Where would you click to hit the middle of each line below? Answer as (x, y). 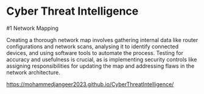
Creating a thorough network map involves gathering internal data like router (102, 40)
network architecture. (33, 72)
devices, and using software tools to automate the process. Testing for (95, 52)
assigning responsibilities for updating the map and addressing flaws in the (100, 66)
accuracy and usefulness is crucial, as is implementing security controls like (102, 59)
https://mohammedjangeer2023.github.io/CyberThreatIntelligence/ (90, 84)
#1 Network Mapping (33, 28)
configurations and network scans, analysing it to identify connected (92, 46)
